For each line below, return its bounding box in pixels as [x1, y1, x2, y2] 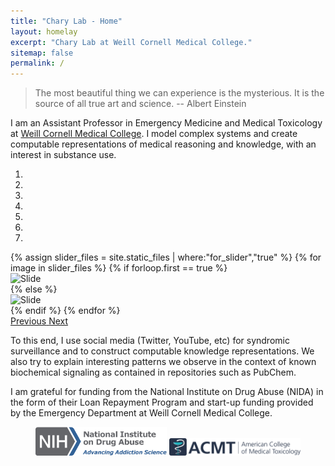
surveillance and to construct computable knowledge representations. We [10, 345, 315, 357]
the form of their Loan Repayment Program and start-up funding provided [10, 396, 314, 409]
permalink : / [10, 58, 65, 69]
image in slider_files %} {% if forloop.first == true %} [10, 262, 228, 274]
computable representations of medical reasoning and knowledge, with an [10, 138, 317, 150]
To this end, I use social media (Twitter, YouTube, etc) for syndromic [10, 335, 290, 347]
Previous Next [10, 315, 69, 327]
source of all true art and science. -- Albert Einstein [34, 98, 247, 110]
